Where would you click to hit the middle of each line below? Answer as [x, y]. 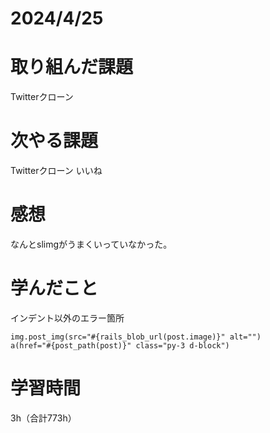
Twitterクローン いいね [56, 171]
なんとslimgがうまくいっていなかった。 [91, 244]
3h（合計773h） [43, 418]
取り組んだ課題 [72, 67]
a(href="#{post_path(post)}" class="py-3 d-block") [120, 345]
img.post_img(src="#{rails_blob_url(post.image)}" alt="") [136, 337]
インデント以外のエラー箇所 [67, 318]
